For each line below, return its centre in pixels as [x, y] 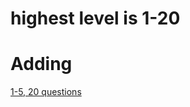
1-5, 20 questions [46, 92]
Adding [41, 64]
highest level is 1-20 [95, 18]
